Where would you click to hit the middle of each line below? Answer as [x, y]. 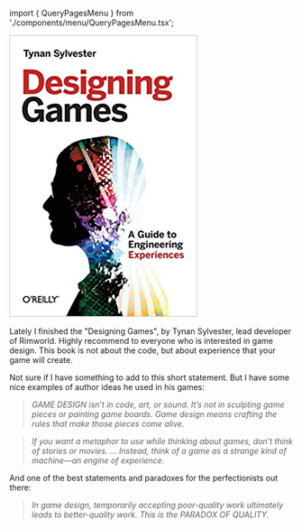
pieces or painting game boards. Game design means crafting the [154, 414]
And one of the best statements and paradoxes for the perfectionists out [144, 478]
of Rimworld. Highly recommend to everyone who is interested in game [141, 341]
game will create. [41, 360]
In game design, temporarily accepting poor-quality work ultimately [157, 505]
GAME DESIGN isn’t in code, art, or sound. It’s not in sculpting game [158, 404]
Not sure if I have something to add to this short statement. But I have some [150, 377]
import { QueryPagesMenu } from [72, 13]
